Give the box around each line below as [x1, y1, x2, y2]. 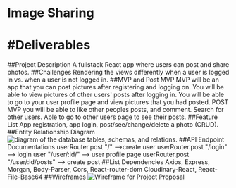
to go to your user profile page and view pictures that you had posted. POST [7, 98, 229, 106]
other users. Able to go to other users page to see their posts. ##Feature [7, 113, 218, 121]
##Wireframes [44, 173, 87, 181]
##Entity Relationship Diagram [7, 128, 95, 137]
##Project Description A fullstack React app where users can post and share [7, 61, 230, 69]
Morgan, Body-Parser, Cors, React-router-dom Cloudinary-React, [7, 165, 197, 174]
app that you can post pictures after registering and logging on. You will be [7, 83, 224, 92]
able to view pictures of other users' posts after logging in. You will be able [7, 90, 224, 99]
